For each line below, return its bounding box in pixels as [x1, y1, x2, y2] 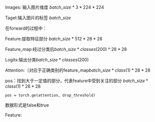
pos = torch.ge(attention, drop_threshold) [5, 93, 96, 98]
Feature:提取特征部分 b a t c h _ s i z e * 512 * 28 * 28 [5, 36, 102, 41]
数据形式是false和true [5, 102, 49, 108]
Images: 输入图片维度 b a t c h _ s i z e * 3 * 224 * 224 [5, 4, 104, 10]
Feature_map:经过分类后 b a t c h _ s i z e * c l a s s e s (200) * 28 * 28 [5, 46, 127, 52]
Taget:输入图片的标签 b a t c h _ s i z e [5, 15, 71, 21]
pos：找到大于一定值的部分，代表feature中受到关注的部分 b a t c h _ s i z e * [5, 78, 149, 83]
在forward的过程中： [5, 25, 47, 31]
